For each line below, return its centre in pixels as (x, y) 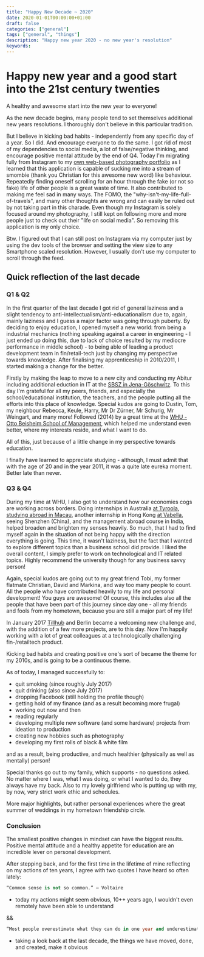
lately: (14, 877)
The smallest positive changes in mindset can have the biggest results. (95, 839)
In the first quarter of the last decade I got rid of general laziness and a (95, 308)
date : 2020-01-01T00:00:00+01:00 (49, 18)
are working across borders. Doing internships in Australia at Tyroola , (93, 508)
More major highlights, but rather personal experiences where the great (96, 803)
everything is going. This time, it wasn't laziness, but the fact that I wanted (99, 541)
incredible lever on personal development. (59, 852)
